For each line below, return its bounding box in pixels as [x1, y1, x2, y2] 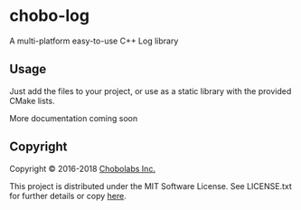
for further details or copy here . [9, 190, 127, 201]
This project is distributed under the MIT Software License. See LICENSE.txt [9, 180, 292, 191]
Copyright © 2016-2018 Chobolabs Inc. [9, 163, 156, 174]
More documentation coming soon [9, 112, 138, 123]
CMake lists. [9, 95, 56, 106]
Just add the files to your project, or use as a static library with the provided [9, 85, 292, 96]
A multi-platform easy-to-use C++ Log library [9, 35, 179, 46]
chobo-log [9, 5, 90, 26]
